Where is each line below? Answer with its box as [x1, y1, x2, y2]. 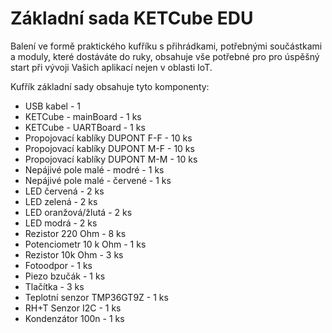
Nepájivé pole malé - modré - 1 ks [24, 163, 165, 176]
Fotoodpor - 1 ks [24, 259, 93, 271]
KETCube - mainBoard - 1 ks [24, 110, 142, 122]
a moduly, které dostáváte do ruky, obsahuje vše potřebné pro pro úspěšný [10, 50, 320, 62]
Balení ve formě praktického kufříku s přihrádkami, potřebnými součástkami [10, 40, 323, 52]
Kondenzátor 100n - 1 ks [24, 312, 125, 324]
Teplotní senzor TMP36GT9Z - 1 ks [24, 291, 169, 303]
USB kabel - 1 [24, 100, 81, 112]
